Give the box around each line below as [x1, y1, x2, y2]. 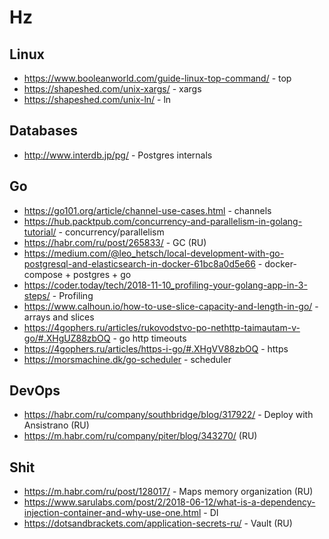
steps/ [23, 289, 51, 301]
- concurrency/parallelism [58, 226, 165, 238]
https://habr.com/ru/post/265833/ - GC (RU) [23, 236, 207, 248]
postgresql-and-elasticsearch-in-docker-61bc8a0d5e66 [23, 257, 256, 270]
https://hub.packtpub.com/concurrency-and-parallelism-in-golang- [23, 215, 303, 227]
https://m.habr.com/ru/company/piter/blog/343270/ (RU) [23, 430, 258, 442]
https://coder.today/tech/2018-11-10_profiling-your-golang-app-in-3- [23, 279, 308, 291]
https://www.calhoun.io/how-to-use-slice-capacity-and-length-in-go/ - [23, 300, 319, 312]
